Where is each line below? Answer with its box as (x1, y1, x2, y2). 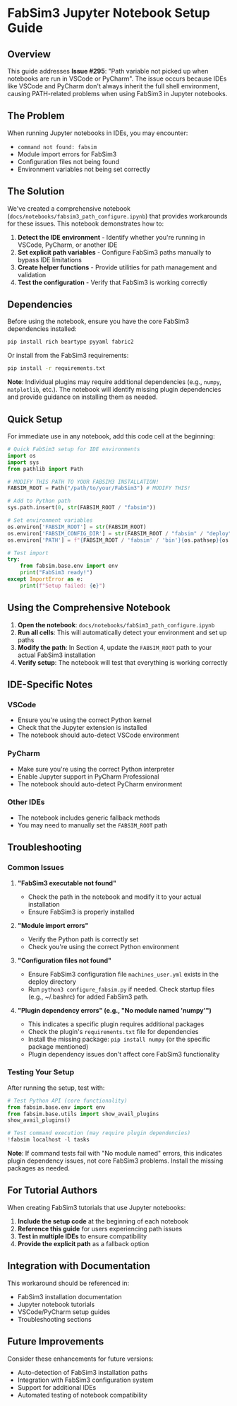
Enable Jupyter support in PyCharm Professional (17, 772, 159, 781)
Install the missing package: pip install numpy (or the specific (28, 1035, 210, 1043)
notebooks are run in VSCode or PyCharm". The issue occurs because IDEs (7, 74, 227, 83)
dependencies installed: (7, 325, 77, 333)
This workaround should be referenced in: (7, 1279, 130, 1287)
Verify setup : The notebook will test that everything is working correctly (17, 658, 228, 666)
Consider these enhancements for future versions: (7, 1354, 154, 1363)
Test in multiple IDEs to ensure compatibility (17, 1232, 147, 1241)
